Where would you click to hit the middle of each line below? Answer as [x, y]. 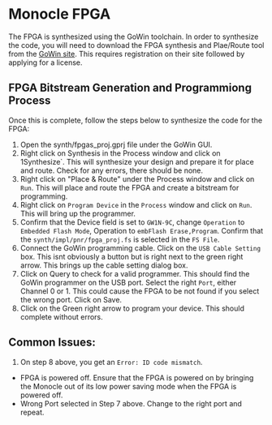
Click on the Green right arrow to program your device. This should [132, 308]
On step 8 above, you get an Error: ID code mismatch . [111, 362]
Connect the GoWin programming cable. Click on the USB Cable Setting [140, 247]
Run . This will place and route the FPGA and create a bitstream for [130, 187]
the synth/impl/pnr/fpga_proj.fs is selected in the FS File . [120, 239]
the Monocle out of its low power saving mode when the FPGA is [128, 386]
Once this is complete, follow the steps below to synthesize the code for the [135, 120]
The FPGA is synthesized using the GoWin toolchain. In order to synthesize [134, 36]
